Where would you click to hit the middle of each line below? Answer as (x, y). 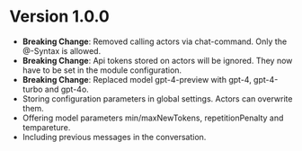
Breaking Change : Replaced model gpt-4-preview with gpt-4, (137, 79)
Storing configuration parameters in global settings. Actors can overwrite (157, 98)
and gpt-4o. (67, 89)
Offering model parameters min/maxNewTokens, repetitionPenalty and (153, 118)
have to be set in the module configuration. (102, 70)
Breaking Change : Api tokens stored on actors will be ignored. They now (157, 60)
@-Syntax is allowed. (62, 50)
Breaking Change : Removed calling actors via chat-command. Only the (155, 41)
